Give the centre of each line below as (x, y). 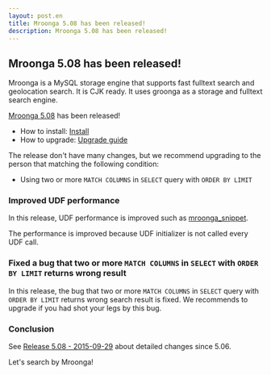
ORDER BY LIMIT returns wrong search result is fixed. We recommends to (128, 299)
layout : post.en (35, 16)
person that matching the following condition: (84, 164)
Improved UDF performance (64, 201)
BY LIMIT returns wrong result (67, 273)
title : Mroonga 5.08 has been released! (77, 23)
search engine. (33, 100)
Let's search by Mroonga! (51, 362)
